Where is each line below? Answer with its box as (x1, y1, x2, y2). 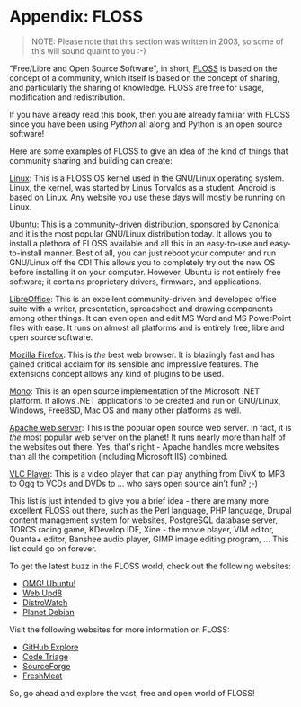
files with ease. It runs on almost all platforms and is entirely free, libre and (9, 322, 285, 333)
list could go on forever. (9, 542, 97, 554)
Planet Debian (22, 606, 75, 617)
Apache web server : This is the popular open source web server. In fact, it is (9, 422, 292, 433)
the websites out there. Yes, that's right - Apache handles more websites (9, 441, 279, 452)
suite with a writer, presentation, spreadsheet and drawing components (9, 303, 274, 314)
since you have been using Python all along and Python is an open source (9, 119, 283, 130)
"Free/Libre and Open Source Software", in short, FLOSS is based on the (9, 63, 278, 74)
